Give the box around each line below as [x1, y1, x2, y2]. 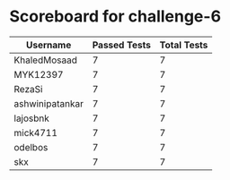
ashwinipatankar [13, 97, 84, 109]
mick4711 [13, 126, 58, 139]
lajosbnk [13, 112, 49, 124]
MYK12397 [13, 68, 64, 81]
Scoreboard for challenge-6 [9, 6, 222, 27]
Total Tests [159, 39, 208, 51]
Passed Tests [92, 39, 151, 51]
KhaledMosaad [13, 54, 78, 66]
